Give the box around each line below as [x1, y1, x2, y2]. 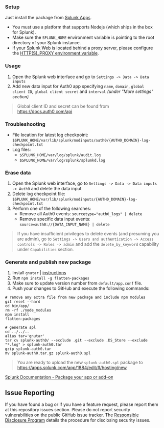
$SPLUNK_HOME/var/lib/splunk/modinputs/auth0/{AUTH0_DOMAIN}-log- [12, 138, 151, 143]
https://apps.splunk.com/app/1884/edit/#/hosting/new [17, 365, 127, 371]
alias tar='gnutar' [5, 334, 45, 339]
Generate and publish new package [5, 259, 92, 266]
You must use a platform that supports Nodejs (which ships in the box [12, 24, 153, 30]
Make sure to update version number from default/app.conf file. [12, 280, 142, 286]
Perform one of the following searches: [12, 205, 92, 212]
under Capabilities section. [17, 247, 74, 253]
